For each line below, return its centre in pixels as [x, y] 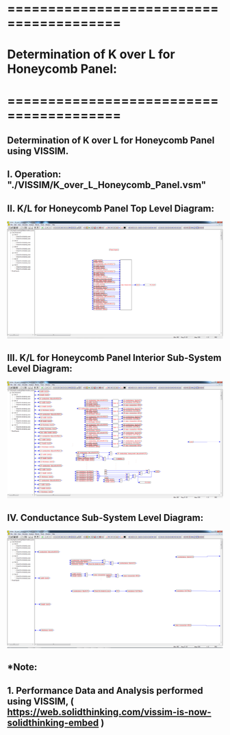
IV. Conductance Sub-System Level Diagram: [105, 518]
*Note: [22, 667]
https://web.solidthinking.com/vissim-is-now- [109, 712]
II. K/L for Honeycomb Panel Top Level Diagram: [111, 208]
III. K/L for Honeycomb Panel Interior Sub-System [114, 358]
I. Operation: [34, 175]
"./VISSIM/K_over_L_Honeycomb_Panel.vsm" [107, 185]
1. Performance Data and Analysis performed [105, 690]
